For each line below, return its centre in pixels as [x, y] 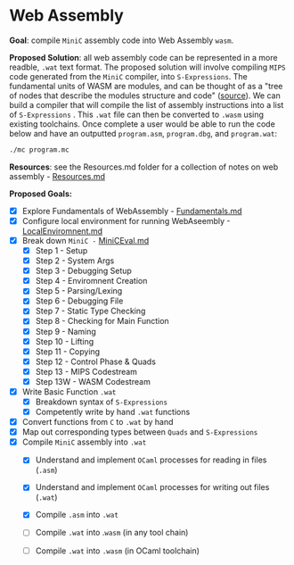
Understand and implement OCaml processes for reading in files [151, 460]
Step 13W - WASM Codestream [93, 381]
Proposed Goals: [41, 194]
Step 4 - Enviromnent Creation [91, 281]
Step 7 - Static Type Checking [90, 311]
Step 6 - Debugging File [79, 301]
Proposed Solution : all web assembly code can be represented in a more [143, 57]
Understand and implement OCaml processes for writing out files [152, 487]
